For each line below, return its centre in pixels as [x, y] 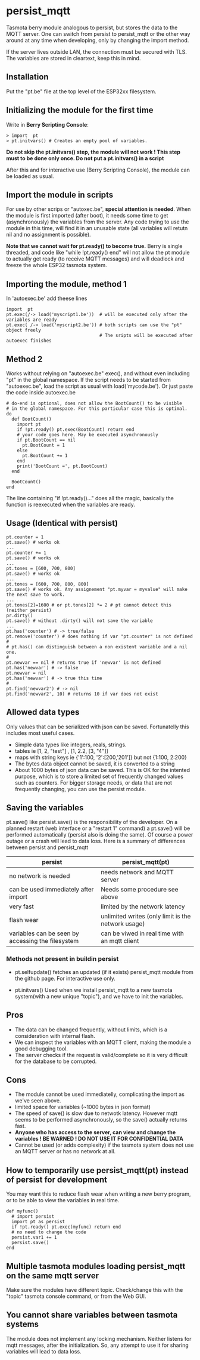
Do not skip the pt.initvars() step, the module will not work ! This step [93, 152]
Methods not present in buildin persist [62, 959]
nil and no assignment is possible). [49, 235]
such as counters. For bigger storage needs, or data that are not [93, 782]
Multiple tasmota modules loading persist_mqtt [96, 1266]
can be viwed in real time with [143, 933]
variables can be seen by [44, 933]
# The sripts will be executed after [146, 336]
